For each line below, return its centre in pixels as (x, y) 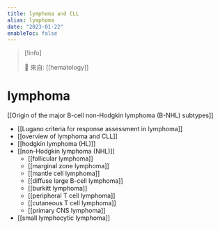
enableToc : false (32, 33)
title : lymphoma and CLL (43, 14)
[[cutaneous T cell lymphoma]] (72, 203)
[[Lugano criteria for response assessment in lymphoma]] (100, 129)
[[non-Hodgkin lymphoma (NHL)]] (66, 152)
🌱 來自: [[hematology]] (56, 68)
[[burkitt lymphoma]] (57, 189)
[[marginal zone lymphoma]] (68, 166)
